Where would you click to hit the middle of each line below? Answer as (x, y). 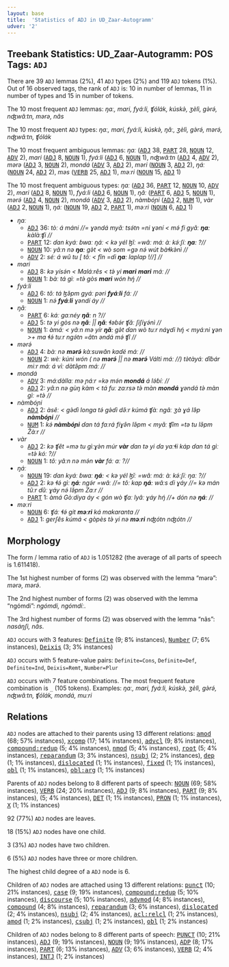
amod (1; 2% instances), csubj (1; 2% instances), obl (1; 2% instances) (108, 921)
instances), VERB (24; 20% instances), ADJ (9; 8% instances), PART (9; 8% (112, 790)
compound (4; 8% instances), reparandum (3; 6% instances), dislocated (113, 907)
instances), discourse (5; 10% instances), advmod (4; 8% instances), (106, 899)
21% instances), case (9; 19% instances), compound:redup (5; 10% (103, 892)
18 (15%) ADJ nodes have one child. (56, 831)
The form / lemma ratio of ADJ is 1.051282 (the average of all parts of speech (114, 557)
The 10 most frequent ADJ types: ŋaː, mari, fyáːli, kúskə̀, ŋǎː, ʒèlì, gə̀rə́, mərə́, (115, 130)
